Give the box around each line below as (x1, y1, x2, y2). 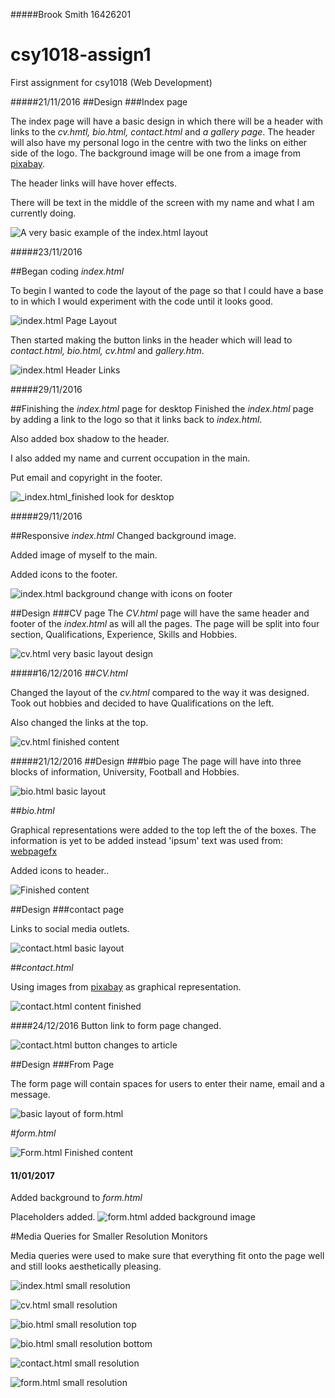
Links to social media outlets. (10, 922, 130, 934)
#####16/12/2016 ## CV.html (10, 667, 128, 679)
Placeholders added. (10, 1211, 96, 1223)
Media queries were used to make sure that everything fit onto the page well (10, 1250, 325, 1262)
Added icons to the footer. (10, 568, 118, 580)
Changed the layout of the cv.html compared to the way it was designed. (10, 686, 310, 698)
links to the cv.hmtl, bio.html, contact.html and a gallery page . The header (10, 125, 316, 138)
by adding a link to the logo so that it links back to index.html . (10, 413, 263, 425)
